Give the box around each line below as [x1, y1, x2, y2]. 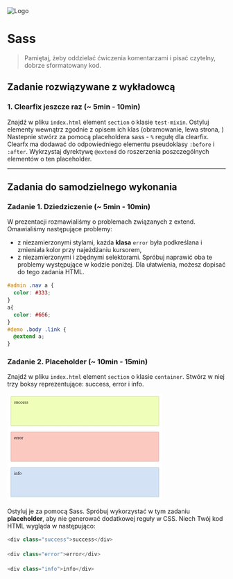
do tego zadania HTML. [17, 268, 85, 276]
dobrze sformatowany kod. [24, 61, 102, 69]
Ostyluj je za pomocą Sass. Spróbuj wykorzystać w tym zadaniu [7, 507, 191, 515]
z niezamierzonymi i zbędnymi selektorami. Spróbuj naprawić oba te [17, 253, 213, 262]
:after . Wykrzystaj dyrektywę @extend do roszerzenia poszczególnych [7, 147, 209, 155]
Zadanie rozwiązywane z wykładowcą [7, 81, 175, 93]
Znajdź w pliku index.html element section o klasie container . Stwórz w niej [7, 373, 225, 381]
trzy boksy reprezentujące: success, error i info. [7, 380, 144, 389]
